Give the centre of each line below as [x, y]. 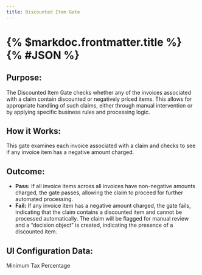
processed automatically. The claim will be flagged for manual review [102, 219]
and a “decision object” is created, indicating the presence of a [94, 225]
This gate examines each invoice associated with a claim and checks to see [101, 146]
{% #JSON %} [43, 55]
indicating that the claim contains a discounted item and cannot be [99, 212]
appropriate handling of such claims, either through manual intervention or [99, 105]
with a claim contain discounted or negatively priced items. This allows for [99, 99]
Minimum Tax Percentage [38, 266]
